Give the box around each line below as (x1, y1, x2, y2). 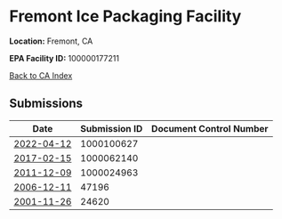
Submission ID (79, 122, 143, 134)
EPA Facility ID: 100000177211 (9, 53, 120, 63)
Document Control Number (150, 122, 269, 134)
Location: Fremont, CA (9, 36, 93, 46)
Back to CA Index (9, 69, 73, 81)
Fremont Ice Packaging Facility (9, 6, 242, 27)
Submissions (9, 96, 83, 111)
